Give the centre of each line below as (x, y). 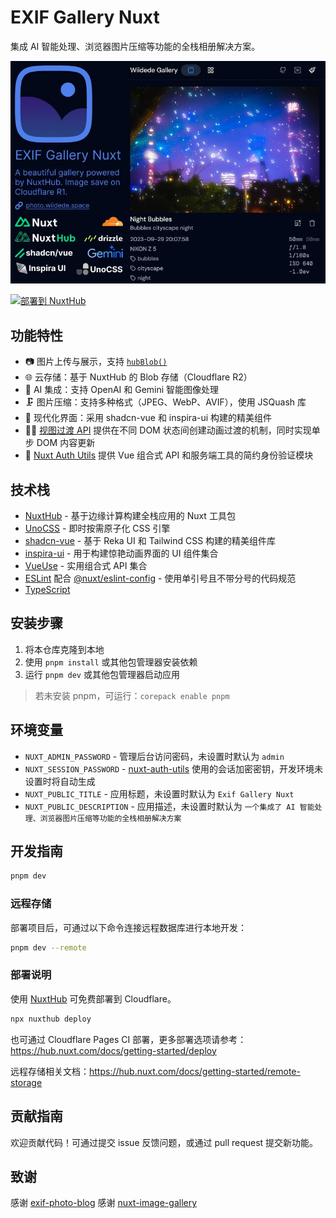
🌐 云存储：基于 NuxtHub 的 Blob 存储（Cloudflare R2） (138, 377)
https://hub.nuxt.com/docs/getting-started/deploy (113, 1050)
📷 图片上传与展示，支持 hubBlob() (96, 362)
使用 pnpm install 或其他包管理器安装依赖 (111, 662)
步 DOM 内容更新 (60, 443)
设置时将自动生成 (60, 781)
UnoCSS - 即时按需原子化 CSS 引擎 (97, 528)
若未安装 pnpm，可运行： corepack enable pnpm (132, 695)
